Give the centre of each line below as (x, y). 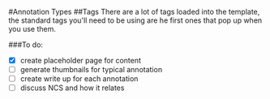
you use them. (32, 29)
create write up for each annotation (79, 79)
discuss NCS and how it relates (72, 88)
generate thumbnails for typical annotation (91, 70)
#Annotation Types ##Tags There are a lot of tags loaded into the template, (134, 12)
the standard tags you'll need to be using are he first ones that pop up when (135, 20)
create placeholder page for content (81, 60)
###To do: (26, 45)
